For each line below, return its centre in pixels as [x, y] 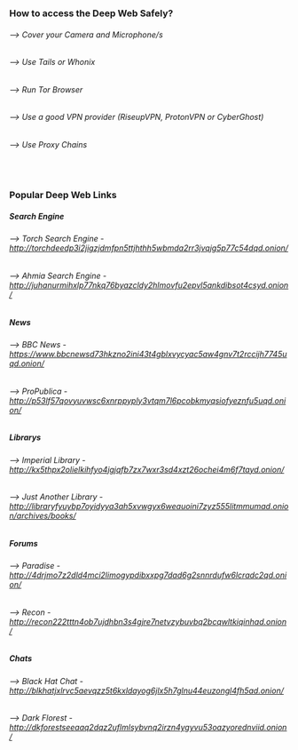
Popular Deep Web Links [63, 195]
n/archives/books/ [43, 516]
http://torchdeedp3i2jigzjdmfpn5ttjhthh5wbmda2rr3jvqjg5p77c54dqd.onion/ [149, 248]
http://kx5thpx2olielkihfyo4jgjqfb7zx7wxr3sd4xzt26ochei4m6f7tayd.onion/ [147, 469]
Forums [24, 543]
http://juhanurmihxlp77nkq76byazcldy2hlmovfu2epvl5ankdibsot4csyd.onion [149, 285]
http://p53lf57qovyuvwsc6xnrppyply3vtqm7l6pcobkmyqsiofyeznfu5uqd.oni [148, 400]
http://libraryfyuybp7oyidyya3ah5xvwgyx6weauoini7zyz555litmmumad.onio [149, 507]
